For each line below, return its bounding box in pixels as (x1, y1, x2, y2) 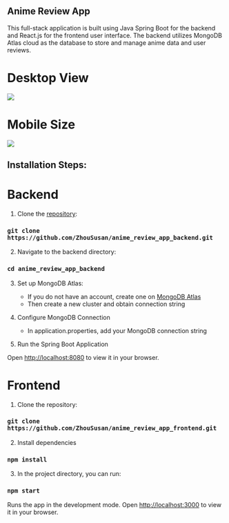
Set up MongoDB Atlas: (17, 279, 84, 287)
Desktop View (7, 70, 89, 86)
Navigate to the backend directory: (17, 248, 117, 256)
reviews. (7, 46, 31, 54)
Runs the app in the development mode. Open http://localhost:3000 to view (7, 501, 222, 509)
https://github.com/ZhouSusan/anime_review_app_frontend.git (7, 424, 217, 432)
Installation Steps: (7, 159, 88, 171)
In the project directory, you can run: (17, 470, 121, 478)
